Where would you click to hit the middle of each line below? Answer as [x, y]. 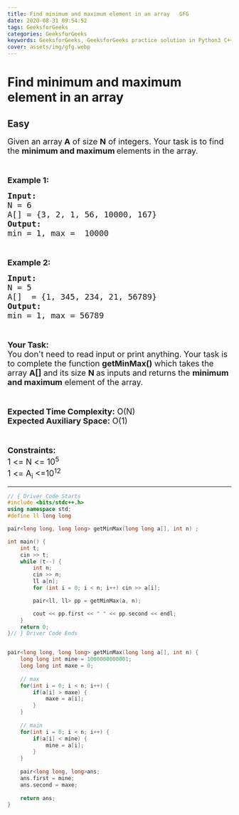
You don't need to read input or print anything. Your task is [118, 354]
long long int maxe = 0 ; [57, 666]
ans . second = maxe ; [49, 785]
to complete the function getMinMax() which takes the [111, 364]
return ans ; [38, 798]
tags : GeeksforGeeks [38, 27]
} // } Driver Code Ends [43, 633]
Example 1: [28, 180]
